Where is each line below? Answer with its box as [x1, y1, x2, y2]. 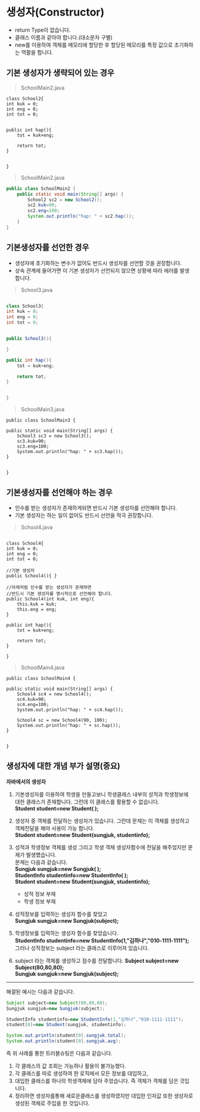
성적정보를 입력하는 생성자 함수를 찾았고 [14, 910, 108, 917]
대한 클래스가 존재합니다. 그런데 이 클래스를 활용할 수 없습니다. [14, 798, 160, 805]
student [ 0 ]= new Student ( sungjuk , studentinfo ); [6, 1022, 127, 1028]
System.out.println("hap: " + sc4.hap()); [17, 707, 124, 713]
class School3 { [6, 303, 44, 309]
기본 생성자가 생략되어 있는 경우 [6, 68, 115, 78]
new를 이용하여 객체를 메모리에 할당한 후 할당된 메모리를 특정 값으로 [14, 41, 173, 48]
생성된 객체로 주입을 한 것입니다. [14, 1099, 90, 1107]
